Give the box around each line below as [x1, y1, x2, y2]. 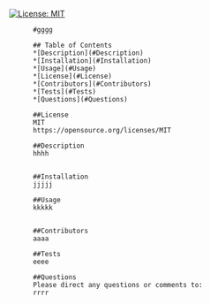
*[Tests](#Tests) [32, 87, 97, 96]
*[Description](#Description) [32, 49, 144, 57]
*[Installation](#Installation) [32, 57, 152, 65]
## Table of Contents [32, 41, 113, 49]
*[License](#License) [32, 72, 113, 80]
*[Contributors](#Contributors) [32, 80, 152, 88]
